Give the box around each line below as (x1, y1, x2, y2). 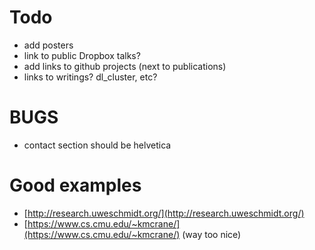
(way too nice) (182, 228, 242, 240)
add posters (23, 39, 74, 51)
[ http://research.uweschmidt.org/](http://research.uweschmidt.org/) (23, 207, 305, 219)
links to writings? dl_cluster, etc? (23, 71, 158, 83)
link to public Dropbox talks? (23, 49, 141, 61)
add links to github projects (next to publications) (23, 60, 227, 72)
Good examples (9, 174, 142, 197)
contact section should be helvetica (23, 139, 172, 151)
